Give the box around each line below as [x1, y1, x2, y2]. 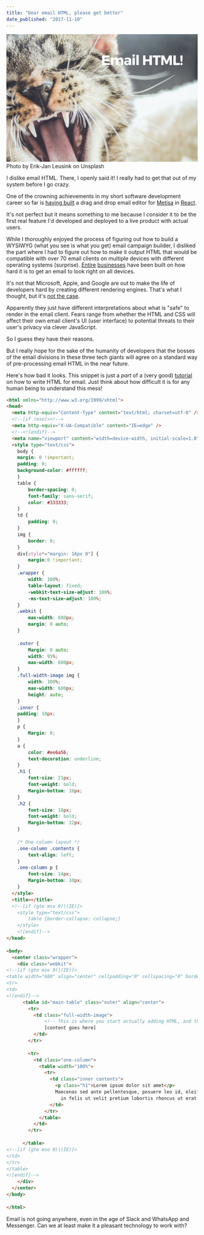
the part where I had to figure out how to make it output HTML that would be [6, 248, 197, 255]
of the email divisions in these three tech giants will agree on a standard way [6, 353, 198, 361]
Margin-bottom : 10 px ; [28, 878, 83, 884]
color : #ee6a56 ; [28, 749, 69, 756]
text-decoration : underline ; [28, 756, 102, 762]
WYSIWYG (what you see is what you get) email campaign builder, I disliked [6, 242, 196, 249]
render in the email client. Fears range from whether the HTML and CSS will [6, 310, 195, 318]
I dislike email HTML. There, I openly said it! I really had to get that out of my [6, 174, 197, 182]
